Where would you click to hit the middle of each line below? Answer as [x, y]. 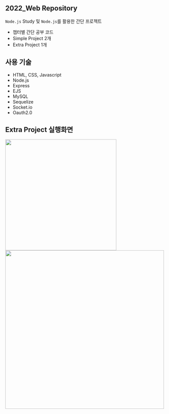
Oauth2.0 [22, 112]
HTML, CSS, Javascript [37, 75]
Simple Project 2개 [32, 38]
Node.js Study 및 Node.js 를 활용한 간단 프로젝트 [54, 21]
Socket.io [23, 107]
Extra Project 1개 [30, 45]
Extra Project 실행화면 [39, 130]
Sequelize [23, 101]
